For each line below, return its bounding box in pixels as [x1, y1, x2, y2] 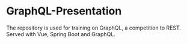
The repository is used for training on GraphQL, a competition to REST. [6, 24, 182, 31]
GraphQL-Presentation [6, 4, 122, 18]
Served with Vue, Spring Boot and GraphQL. [6, 30, 115, 37]
